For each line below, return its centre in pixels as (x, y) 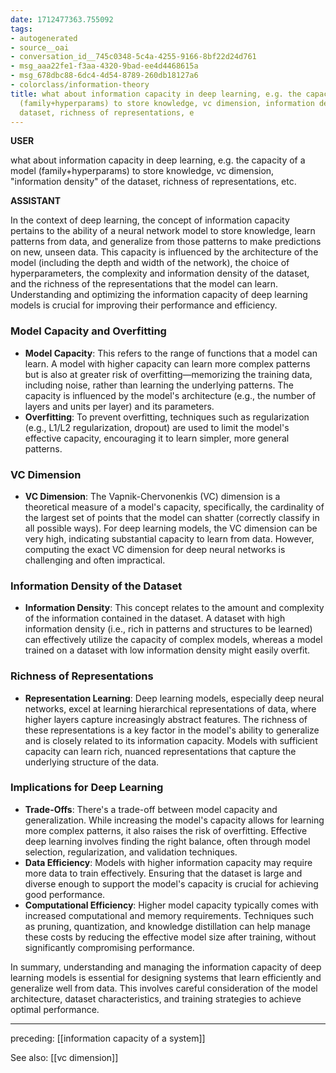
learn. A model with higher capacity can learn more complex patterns (167, 363)
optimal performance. (55, 1009)
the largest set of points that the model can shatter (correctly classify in (172, 517)
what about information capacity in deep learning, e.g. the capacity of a (158, 160)
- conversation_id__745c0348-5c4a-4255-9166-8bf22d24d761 (133, 57)
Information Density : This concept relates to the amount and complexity (174, 608)
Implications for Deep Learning (87, 788)
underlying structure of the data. (92, 762)
